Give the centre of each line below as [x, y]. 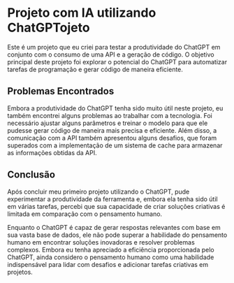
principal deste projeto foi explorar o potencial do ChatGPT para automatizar [117, 61]
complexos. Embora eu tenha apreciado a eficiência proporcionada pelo [111, 249]
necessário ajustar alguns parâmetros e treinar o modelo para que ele [108, 123]
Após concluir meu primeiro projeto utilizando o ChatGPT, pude [98, 191]
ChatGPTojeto [49, 28]
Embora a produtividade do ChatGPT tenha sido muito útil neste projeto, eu [115, 108]
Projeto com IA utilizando [82, 13]
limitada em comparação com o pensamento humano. [85, 214]
